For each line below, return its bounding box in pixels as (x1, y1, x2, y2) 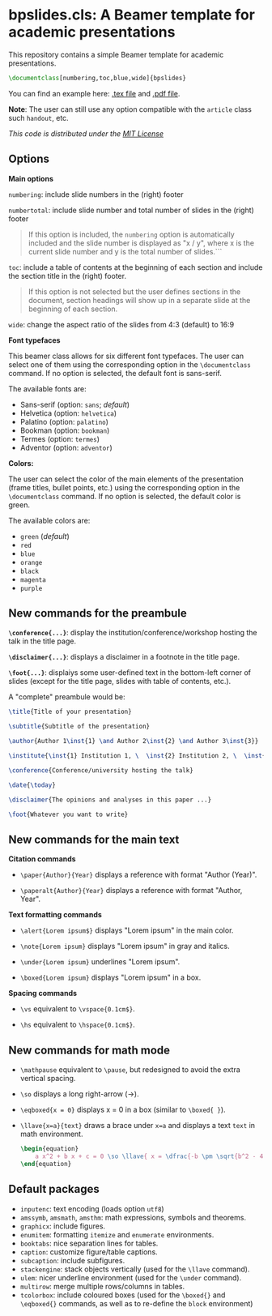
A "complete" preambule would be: (8, 692, 125, 702)
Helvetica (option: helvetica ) (19, 408, 117, 418)
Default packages (8, 1182, 100, 1196)
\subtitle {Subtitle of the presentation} (8, 723, 151, 731)
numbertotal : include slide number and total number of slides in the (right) (8, 205, 255, 215)
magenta (19, 575, 46, 584)
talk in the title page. (8, 636, 77, 646)
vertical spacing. (19, 1074, 76, 1083)
